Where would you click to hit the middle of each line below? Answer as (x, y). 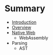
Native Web (23, 32)
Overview (21, 27)
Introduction (24, 22)
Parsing (19, 43)
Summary (25, 9)
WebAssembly (34, 38)
